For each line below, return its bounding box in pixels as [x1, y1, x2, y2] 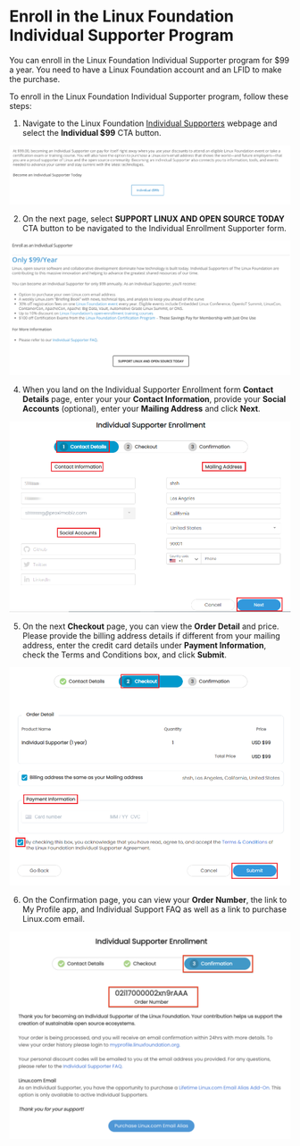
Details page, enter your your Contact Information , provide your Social [21, 393, 287, 404]
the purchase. [9, 73, 61, 84]
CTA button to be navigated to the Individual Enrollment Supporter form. [21, 222, 287, 233]
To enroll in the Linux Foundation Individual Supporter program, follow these [9, 91, 288, 102]
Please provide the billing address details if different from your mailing [21, 631, 281, 641]
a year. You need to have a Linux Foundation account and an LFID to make [9, 64, 282, 75]
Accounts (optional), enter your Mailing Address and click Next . [21, 403, 261, 414]
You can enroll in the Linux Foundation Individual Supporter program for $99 [9, 54, 290, 65]
